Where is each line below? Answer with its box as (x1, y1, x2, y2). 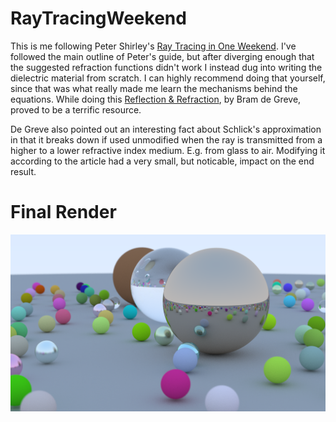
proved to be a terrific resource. (10, 103, 142, 116)
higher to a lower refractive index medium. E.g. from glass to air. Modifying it (10, 144, 326, 156)
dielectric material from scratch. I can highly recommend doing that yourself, (10, 72, 326, 84)
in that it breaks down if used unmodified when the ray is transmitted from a (10, 133, 323, 146)
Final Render (10, 201, 117, 224)
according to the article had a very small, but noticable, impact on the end (10, 155, 315, 167)
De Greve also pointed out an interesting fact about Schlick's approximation (10, 123, 322, 135)
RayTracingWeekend (10, 7, 187, 30)
